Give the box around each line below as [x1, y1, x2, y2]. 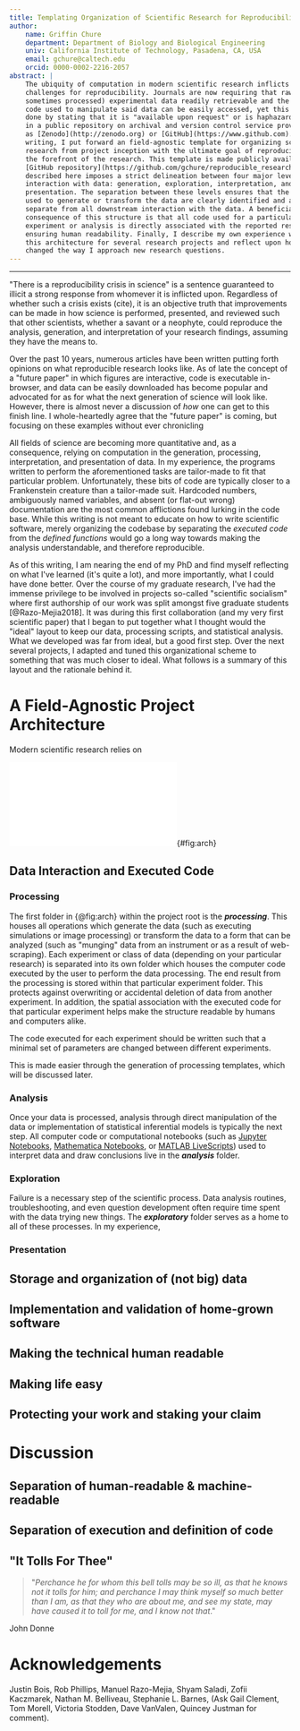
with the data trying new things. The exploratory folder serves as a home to [9, 1212, 288, 1222]
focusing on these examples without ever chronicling [9, 420, 204, 431]
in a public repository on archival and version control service [25, 122, 274, 131]
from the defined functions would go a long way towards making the [9, 533, 261, 544]
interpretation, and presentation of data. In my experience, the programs [9, 457, 276, 467]
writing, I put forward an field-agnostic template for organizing [25, 138, 281, 147]
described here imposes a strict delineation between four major [25, 171, 274, 180]
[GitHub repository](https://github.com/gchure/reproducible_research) [25, 163, 297, 172]
